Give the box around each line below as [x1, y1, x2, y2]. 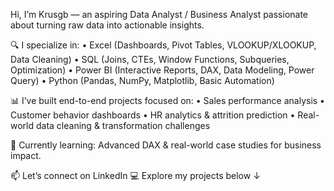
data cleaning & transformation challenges [35, 120, 211, 131]
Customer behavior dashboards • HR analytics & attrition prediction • [10, 109, 296, 121]
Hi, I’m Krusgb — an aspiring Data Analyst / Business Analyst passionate [10, 9, 309, 20]
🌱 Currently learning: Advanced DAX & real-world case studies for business [10, 139, 322, 151]
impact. [10, 150, 42, 161]
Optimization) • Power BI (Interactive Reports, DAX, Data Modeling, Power [10, 64, 315, 76]
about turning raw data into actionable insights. [10, 19, 205, 31]
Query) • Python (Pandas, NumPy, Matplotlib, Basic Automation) [10, 75, 275, 86]
